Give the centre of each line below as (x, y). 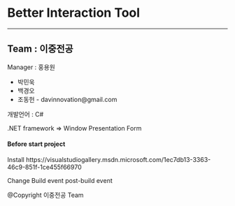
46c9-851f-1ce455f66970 (44, 167)
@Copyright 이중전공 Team (45, 195)
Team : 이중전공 (40, 49)
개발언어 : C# (26, 114)
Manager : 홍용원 (31, 67)
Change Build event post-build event (60, 180)
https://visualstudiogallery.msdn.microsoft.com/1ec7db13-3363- (118, 159)
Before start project (36, 144)
